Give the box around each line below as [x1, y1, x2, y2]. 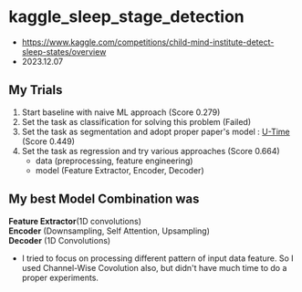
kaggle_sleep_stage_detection [8, 6, 245, 27]
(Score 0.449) [21, 135, 75, 147]
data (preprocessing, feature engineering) [35, 155, 193, 166]
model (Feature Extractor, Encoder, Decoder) [35, 164, 204, 175]
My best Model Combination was [8, 192, 200, 207]
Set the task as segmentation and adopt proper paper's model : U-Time [21, 126, 291, 137]
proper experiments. [21, 272, 99, 283]
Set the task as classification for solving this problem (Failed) [21, 116, 252, 127]
